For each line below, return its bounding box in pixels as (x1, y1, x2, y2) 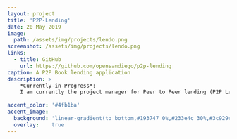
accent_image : (7, 108, 49, 115)
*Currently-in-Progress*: (20, 82, 97, 89)
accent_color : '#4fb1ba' (7, 102, 80, 109)
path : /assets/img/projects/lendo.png (13, 37, 128, 44)
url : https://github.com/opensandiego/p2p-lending (20, 62, 172, 69)
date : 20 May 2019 (7, 23, 61, 30)
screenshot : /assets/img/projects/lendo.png (7, 43, 140, 50)
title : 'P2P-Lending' (7, 17, 71, 24)
